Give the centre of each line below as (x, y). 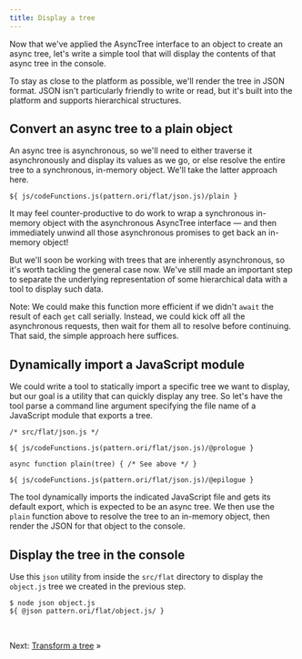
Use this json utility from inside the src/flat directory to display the (136, 577)
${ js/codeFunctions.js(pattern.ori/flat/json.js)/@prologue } (132, 448)
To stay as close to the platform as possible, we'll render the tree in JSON (147, 81)
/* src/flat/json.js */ (55, 432)
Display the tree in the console (97, 555)
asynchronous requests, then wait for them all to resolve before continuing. (150, 326)
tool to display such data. (56, 289)
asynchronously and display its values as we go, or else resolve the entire (147, 160)
